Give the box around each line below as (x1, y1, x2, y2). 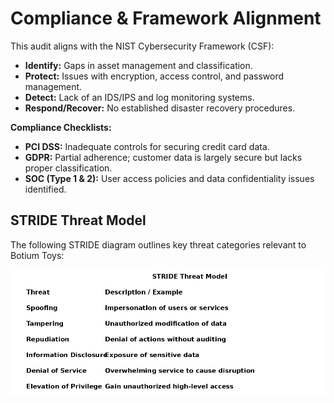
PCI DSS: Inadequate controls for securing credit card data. (24, 140, 270, 152)
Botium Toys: (10, 249, 65, 261)
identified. (24, 183, 67, 195)
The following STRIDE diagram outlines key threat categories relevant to (10, 238, 307, 251)
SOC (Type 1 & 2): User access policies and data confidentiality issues (24, 172, 315, 184)
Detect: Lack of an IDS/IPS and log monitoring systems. (24, 91, 255, 103)
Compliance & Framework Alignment (10, 7, 322, 30)
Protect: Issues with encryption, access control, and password (24, 70, 285, 82)
